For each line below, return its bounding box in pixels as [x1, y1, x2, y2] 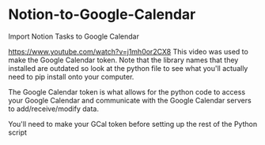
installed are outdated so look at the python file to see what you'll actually [8, 63, 248, 72]
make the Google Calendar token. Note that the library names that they [8, 55, 239, 65]
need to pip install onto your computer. [8, 72, 134, 81]
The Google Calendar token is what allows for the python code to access [8, 87, 246, 96]
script [8, 128, 28, 137]
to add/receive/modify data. [8, 104, 99, 113]
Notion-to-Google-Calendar [8, 6, 196, 24]
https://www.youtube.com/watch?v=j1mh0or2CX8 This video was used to [8, 46, 249, 56]
